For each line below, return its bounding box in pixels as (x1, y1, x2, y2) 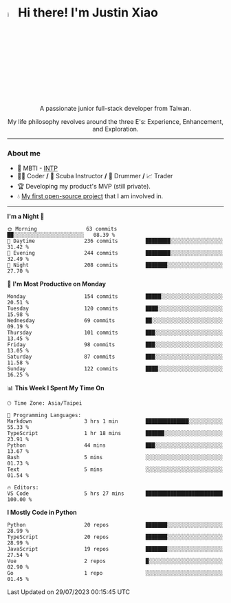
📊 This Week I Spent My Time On (7, 384, 104, 392)
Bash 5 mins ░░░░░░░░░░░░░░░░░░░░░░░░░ (7, 454, 223, 461)
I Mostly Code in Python (7, 508, 77, 517)
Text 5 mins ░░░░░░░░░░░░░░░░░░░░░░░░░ (7, 466, 223, 473)
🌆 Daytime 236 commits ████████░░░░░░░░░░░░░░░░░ (7, 237, 223, 245)
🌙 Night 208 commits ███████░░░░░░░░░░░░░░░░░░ (7, 262, 223, 269)
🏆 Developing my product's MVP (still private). (16, 182, 151, 191)
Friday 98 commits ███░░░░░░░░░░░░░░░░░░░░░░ (7, 341, 223, 348)
